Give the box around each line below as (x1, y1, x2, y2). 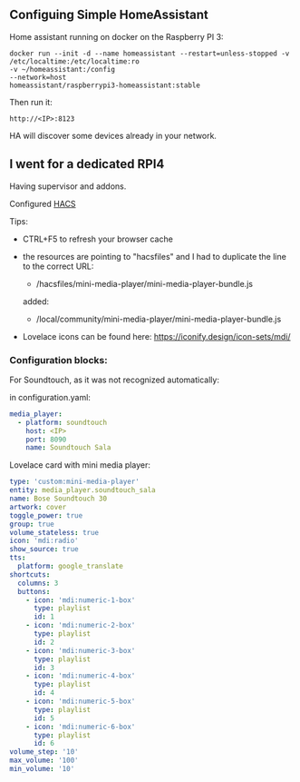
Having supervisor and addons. (9, 181, 127, 192)
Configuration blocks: (9, 353, 108, 366)
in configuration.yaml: (9, 391, 91, 402)
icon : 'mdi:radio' (9, 536, 79, 546)
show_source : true (9, 545, 79, 554)
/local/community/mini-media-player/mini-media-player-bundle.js (35, 313, 282, 324)
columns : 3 (17, 579, 59, 588)
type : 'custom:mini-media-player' (9, 477, 140, 487)
